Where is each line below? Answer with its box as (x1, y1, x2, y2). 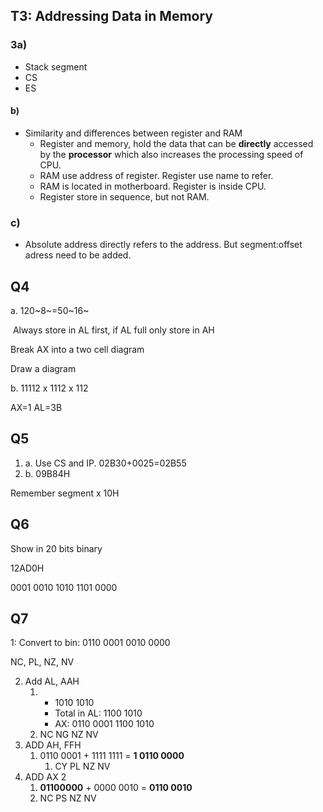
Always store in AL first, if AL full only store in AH (12, 324, 215, 336)
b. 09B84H (24, 467, 71, 479)
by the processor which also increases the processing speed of (39, 148, 304, 160)
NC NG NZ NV (39, 729, 99, 741)
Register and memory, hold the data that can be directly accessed (39, 137, 314, 149)
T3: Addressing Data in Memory (10, 8, 214, 25)
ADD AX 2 (24, 771, 67, 783)
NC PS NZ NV (39, 792, 97, 804)
